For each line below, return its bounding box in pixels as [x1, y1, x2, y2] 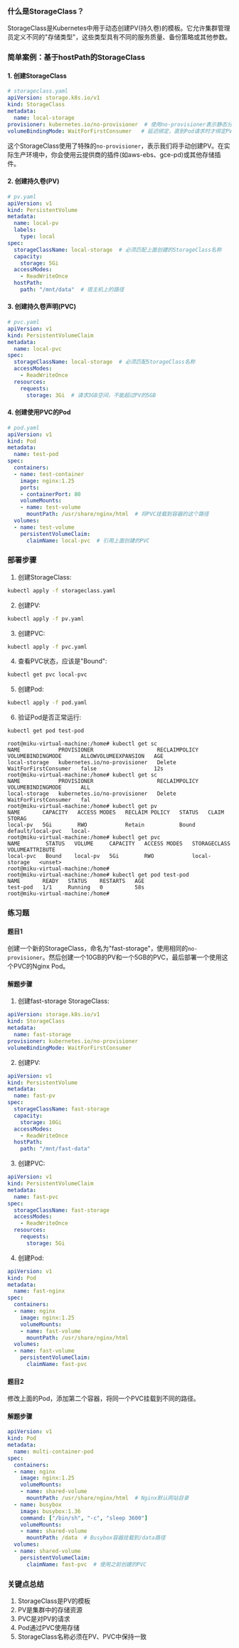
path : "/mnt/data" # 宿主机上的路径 [20, 286, 124, 293]
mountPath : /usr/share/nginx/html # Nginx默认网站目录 [26, 1495, 189, 1502]
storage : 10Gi [20, 1118, 62, 1126]
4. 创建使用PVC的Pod [7, 408, 71, 417]
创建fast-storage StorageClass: [17, 997, 110, 1006]
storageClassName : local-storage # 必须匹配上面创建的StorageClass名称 [14, 246, 222, 253]
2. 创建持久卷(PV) [7, 177, 60, 186]
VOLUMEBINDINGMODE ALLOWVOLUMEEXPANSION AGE [7, 753, 164, 760]
